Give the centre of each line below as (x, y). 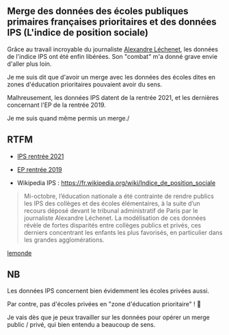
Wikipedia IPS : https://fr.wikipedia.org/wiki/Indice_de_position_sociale (116, 183)
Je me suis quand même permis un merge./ (68, 118)
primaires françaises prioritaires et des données (112, 22)
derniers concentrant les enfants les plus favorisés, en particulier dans (123, 232)
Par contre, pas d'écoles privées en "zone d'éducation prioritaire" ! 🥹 (104, 304)
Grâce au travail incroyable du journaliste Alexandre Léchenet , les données (113, 49)
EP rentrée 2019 (40, 169)
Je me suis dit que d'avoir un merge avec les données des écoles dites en (111, 77)
